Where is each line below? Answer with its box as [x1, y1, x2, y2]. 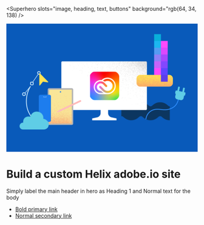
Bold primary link [15, 206, 58, 213]
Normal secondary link [15, 212, 72, 219]
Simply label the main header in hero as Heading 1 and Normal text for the [6, 187, 191, 195]
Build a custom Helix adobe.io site [6, 167, 181, 181]
